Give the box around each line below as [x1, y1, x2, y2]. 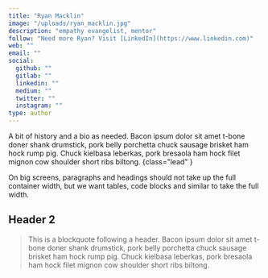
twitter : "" [15, 94, 56, 102]
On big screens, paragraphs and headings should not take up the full [8, 172, 236, 182]
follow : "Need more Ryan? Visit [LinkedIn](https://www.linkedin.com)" [8, 34, 254, 43]
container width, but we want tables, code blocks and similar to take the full [8, 181, 259, 190]
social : [8, 57, 35, 65]
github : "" [15, 64, 52, 73]
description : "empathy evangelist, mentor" [8, 27, 157, 35]
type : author [8, 110, 52, 118]
